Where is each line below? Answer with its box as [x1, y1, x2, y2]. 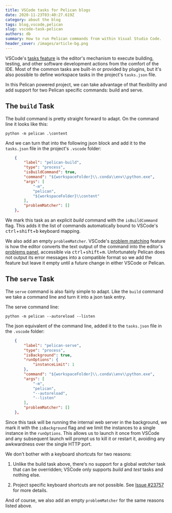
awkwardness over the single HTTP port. [5, 441, 92, 447]
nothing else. [12, 471, 41, 478]
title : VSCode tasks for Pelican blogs [5, 7, 91, 13]
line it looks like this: [5, 121, 48, 127]
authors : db [5, 31, 31, 36]
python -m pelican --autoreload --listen [5, 314, 95, 319]
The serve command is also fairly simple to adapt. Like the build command [5, 288, 163, 295]
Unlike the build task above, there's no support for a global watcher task [12, 461, 166, 467]
